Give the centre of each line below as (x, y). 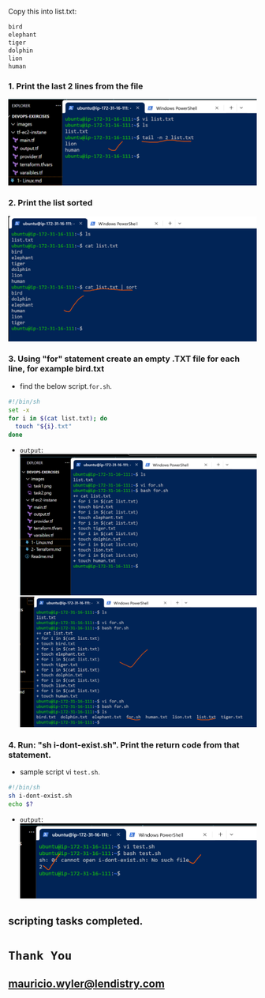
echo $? (21, 804)
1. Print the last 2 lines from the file (76, 86)
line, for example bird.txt (56, 369)
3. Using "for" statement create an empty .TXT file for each (124, 359)
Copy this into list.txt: (43, 11)
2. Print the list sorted (50, 203)
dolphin (21, 51)
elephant (22, 35)
